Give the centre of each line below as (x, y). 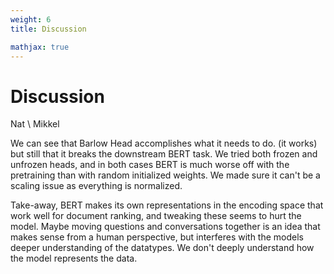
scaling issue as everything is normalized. (96, 186)
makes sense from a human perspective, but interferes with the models (157, 237)
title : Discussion (48, 29)
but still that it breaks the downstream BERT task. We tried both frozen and (164, 154)
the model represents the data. (74, 258)
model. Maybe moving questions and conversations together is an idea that (165, 227)
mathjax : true (40, 47)
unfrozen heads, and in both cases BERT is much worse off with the (150, 165)
